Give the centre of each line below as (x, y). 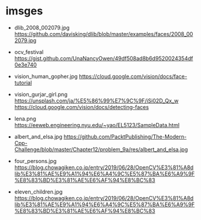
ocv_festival (29, 52)
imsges (24, 11)
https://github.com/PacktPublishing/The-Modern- (125, 137)
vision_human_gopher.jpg (46, 76)
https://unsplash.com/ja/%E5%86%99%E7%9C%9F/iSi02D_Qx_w (96, 101)
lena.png (25, 119)
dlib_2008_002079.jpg (42, 28)
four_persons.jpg (35, 161)
